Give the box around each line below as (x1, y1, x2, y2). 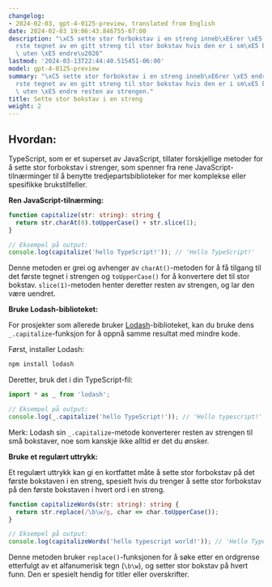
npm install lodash (8, 360, 74, 369)
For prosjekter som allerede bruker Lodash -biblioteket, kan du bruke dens (8, 320, 255, 330)
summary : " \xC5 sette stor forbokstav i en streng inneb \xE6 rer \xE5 (8, 72, 249, 80)
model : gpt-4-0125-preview (8, 65, 100, 73)
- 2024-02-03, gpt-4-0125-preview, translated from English (8, 19, 216, 28)
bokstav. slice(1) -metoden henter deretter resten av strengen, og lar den (8, 281, 255, 290)
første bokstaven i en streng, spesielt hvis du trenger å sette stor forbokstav (8, 476, 261, 486)
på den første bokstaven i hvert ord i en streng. (8, 484, 165, 495)
